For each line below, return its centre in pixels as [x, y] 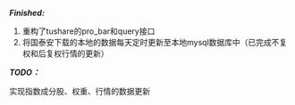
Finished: [27, 13]
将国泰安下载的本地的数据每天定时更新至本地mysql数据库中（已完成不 [151, 42]
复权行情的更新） [77, 53]
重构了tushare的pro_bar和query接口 [88, 31]
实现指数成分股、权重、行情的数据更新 [80, 91]
